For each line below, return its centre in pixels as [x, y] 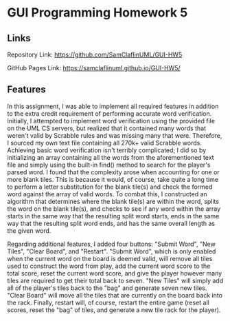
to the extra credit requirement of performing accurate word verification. [110, 113]
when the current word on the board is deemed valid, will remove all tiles [110, 258]
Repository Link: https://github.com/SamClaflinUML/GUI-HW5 [95, 54]
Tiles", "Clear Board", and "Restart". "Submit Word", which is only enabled [112, 251]
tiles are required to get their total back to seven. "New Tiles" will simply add [115, 280]
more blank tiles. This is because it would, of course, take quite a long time [113, 179]
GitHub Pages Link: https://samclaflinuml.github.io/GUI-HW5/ [94, 68]
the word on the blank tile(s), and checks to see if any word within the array [114, 209]
